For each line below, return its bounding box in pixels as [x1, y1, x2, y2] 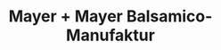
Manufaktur [66, 25, 155, 46]
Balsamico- [126, 6, 213, 27]
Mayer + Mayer [8, 6, 124, 27]
